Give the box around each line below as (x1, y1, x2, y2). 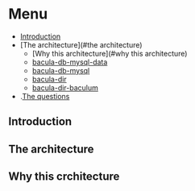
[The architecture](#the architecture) (19, 39, 143, 49)
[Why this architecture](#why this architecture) (31, 48, 188, 58)
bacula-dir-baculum (31, 82, 99, 93)
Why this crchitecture (8, 170, 120, 184)
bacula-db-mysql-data (31, 57, 108, 67)
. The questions (19, 91, 70, 101)
